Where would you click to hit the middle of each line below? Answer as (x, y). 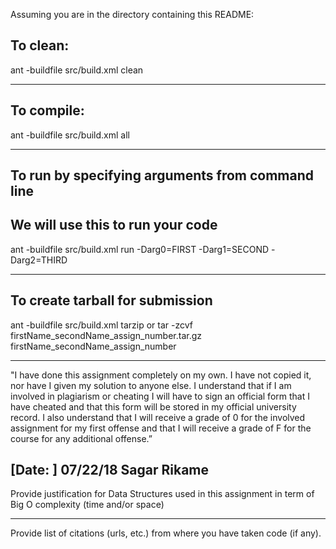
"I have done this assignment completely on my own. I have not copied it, (161, 375)
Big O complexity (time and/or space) (87, 505)
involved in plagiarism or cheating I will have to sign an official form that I (160, 396)
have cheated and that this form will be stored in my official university (153, 406)
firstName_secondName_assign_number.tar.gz (106, 335)
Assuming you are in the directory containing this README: (132, 14)
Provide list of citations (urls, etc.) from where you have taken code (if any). (166, 533)
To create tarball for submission (111, 300)
